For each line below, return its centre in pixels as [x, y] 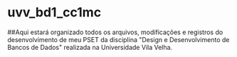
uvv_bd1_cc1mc [54, 12]
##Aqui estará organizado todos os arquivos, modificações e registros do [115, 32]
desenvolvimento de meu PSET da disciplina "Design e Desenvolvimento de [118, 39]
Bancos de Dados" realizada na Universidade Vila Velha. [90, 47]
